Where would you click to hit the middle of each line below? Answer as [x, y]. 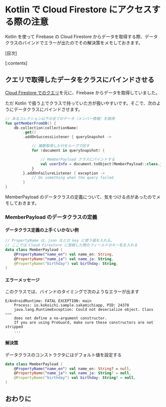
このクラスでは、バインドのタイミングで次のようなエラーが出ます [72, 292]
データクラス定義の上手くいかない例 [42, 230]
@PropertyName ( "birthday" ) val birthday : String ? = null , [75, 378]
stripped [14, 327]
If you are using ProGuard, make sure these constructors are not [84, 323]
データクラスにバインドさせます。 [48, 109]
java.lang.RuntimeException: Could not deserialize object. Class [84, 310]
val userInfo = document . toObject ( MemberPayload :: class [99, 164]
